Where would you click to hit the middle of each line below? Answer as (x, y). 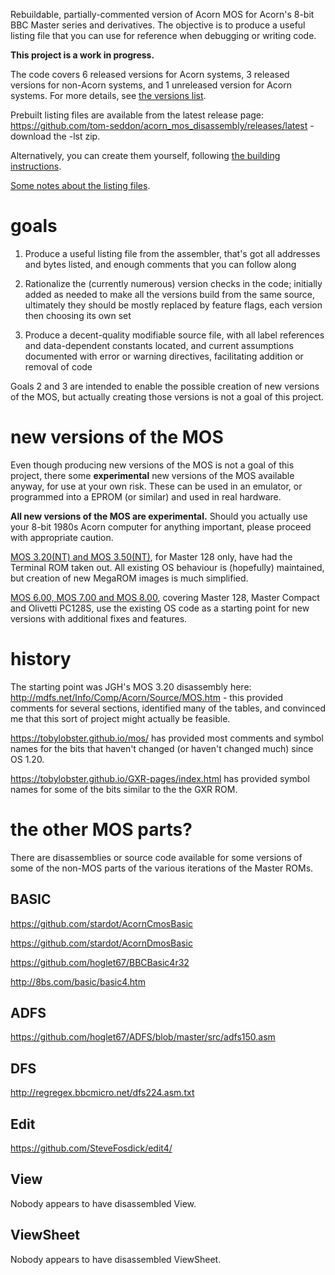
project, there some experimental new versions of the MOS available (152, 475)
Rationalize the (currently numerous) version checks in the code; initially (173, 283)
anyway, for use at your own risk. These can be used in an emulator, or (156, 486)
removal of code (58, 366)
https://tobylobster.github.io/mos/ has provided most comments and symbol (167, 738)
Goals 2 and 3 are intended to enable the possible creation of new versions (165, 386)
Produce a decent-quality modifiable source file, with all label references (174, 335)
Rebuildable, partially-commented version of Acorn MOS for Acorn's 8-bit (162, 14)
